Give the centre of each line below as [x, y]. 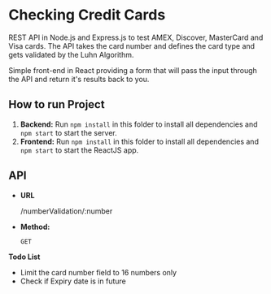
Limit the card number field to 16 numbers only [98, 272]
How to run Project [57, 104]
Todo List [24, 257]
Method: [35, 227]
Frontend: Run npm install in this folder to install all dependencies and [139, 141]
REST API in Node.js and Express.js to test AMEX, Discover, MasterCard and [136, 37]
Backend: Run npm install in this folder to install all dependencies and [139, 124]
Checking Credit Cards [87, 15]
